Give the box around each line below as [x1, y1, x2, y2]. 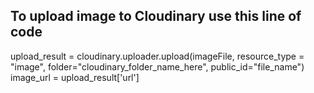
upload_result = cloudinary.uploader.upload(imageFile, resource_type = [10, 50, 305, 62]
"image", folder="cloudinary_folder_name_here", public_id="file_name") [10, 60, 305, 73]
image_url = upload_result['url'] [10, 71, 140, 83]
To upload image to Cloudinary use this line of [10, 8, 302, 25]
